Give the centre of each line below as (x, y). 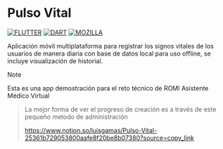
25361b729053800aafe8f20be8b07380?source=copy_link (109, 138)
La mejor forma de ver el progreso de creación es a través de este (120, 109)
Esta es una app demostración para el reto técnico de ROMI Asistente (108, 88)
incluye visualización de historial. (55, 60)
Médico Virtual (28, 96)
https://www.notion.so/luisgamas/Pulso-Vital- (90, 130)
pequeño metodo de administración (76, 117)
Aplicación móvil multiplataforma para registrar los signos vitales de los (111, 46)
